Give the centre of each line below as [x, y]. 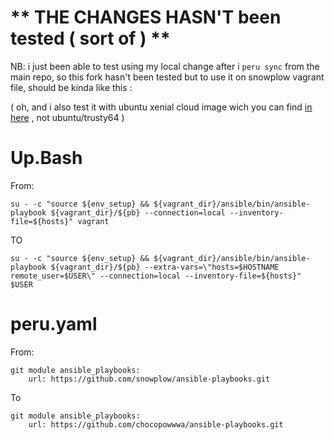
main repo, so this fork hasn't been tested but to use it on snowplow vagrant [167, 77]
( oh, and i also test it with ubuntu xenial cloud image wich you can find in [161, 107]
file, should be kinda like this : [71, 87]
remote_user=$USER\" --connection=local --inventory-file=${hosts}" [156, 276]
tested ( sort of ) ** [90, 38]
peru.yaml [54, 324]
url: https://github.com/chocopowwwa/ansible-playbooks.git [156, 424]
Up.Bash [46, 158]
